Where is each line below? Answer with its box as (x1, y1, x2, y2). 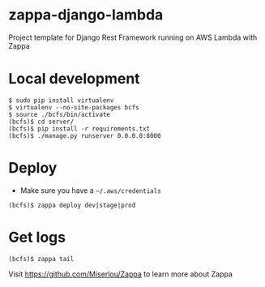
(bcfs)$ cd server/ (8, 118, 75, 126)
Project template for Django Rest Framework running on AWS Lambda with (8, 32, 258, 42)
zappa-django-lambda (8, 6, 164, 24)
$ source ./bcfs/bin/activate (8, 110, 111, 118)
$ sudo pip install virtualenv (8, 96, 114, 105)
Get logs (8, 229, 66, 246)
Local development (8, 70, 140, 88)
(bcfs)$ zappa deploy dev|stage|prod (8, 201, 136, 209)
